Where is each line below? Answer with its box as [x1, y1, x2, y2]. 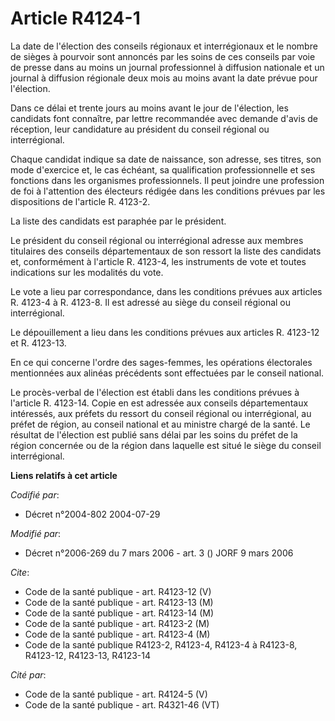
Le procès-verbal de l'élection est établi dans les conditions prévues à [10, 386, 300, 398]
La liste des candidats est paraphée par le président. [10, 215, 227, 227]
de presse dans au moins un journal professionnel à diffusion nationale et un [10, 61, 325, 73]
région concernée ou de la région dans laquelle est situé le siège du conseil [10, 439, 322, 451]
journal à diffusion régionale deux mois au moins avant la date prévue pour [10, 72, 318, 84]
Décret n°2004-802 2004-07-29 [24, 508, 161, 520]
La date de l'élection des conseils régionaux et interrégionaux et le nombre [10, 40, 318, 52]
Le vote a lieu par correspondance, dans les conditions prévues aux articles [10, 285, 323, 297]
